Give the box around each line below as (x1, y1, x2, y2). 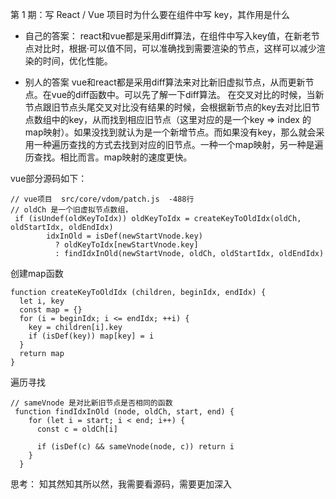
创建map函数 (10, 268, 64, 279)
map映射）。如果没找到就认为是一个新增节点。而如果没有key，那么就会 (24, 126, 317, 138)
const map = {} (19, 305, 83, 315)
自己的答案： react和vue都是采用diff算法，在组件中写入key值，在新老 (24, 30, 312, 42)
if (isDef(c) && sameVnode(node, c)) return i (36, 442, 235, 452)
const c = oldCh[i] (36, 424, 118, 434)
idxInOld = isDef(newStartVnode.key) (46, 231, 203, 241)
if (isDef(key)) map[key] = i (28, 331, 155, 341)
